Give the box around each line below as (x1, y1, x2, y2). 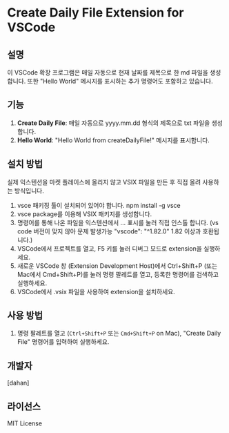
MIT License (7, 419, 43, 427)
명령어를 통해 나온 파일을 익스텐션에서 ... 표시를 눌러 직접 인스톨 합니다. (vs (17, 218, 219, 227)
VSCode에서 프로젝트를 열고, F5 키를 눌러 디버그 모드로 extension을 (17, 244, 202, 253)
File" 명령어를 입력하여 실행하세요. (17, 338, 110, 346)
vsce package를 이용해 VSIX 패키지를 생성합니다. (17, 209, 152, 218)
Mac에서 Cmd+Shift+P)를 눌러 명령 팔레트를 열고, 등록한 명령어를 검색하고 (17, 270, 219, 278)
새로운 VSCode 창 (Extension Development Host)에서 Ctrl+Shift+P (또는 (17, 261, 218, 270)
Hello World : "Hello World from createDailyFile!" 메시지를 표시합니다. (17, 136, 210, 144)
